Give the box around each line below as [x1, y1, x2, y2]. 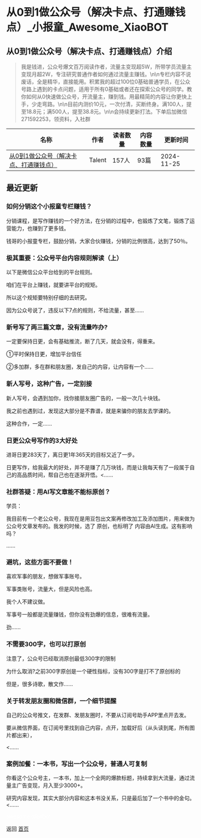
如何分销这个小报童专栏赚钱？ [6, 202, 93, 211]
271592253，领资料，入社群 [20, 116, 91, 123]
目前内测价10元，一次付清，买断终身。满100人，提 [67, 101, 192, 108]
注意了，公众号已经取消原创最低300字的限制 [6, 655, 116, 662]
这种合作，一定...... [6, 420, 53, 427]
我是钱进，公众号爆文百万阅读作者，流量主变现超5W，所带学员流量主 [20, 63, 192, 70]
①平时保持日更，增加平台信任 [6, 351, 82, 358]
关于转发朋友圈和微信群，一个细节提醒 [6, 697, 117, 705]
